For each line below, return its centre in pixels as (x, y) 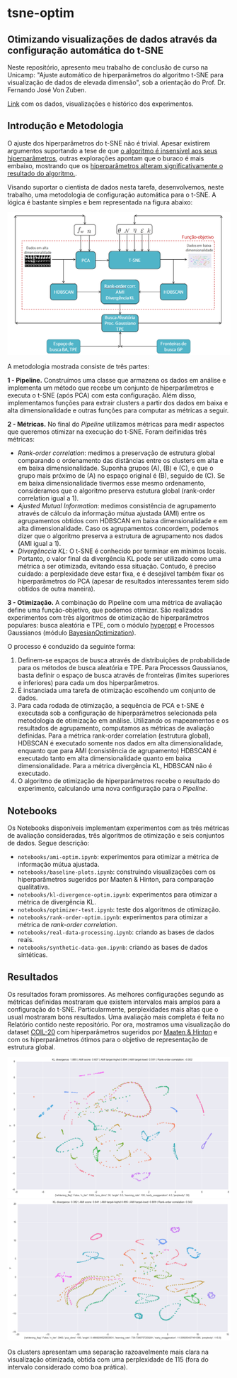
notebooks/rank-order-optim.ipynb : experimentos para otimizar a (113, 917)
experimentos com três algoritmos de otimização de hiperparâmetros (108, 618)
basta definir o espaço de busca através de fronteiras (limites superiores (123, 675)
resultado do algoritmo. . (42, 173)
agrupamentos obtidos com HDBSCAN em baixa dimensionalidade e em (122, 521)
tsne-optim (41, 13)
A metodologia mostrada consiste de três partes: (79, 366)
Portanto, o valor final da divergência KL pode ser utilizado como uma (119, 559)
